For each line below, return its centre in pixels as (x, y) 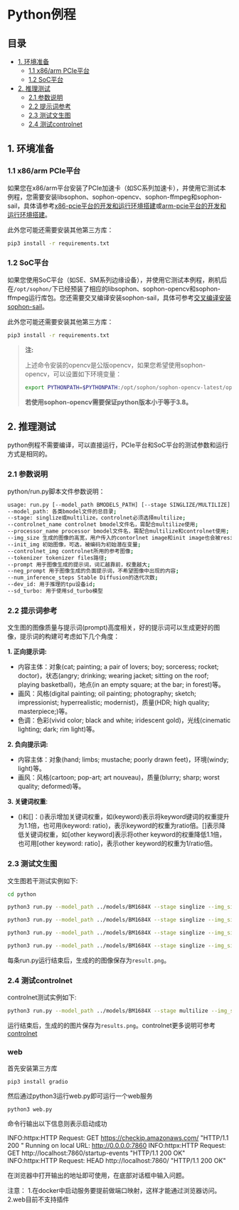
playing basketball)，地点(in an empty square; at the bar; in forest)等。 (121, 685)
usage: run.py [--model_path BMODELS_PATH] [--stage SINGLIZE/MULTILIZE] (119, 505)
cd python (22, 894)
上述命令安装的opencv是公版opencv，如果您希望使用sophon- (115, 365)
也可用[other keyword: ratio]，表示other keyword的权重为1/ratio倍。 (117, 844)
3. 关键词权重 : (28, 802)
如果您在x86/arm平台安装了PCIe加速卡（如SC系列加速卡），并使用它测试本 (117, 188)
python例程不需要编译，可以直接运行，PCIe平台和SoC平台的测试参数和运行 (118, 445)
